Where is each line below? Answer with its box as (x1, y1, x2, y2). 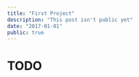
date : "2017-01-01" (7, 22, 63, 29)
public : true (7, 29, 45, 36)
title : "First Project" (7, 10, 75, 17)
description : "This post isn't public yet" (7, 16, 134, 23)
